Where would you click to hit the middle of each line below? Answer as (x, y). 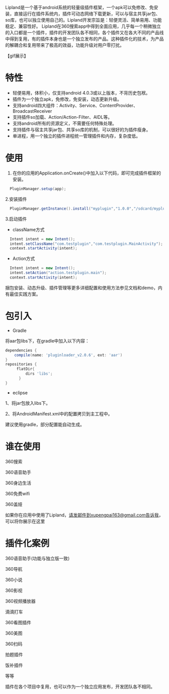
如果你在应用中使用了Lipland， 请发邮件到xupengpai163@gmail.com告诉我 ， (84, 515)
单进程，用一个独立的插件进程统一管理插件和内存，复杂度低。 (76, 136)
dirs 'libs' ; (39, 374)
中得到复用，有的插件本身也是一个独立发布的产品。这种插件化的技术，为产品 (84, 39)
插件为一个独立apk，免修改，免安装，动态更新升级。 (67, 99)
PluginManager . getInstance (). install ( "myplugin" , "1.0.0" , (72, 208)
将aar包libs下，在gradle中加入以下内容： (47, 340)
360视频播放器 (21, 601)
